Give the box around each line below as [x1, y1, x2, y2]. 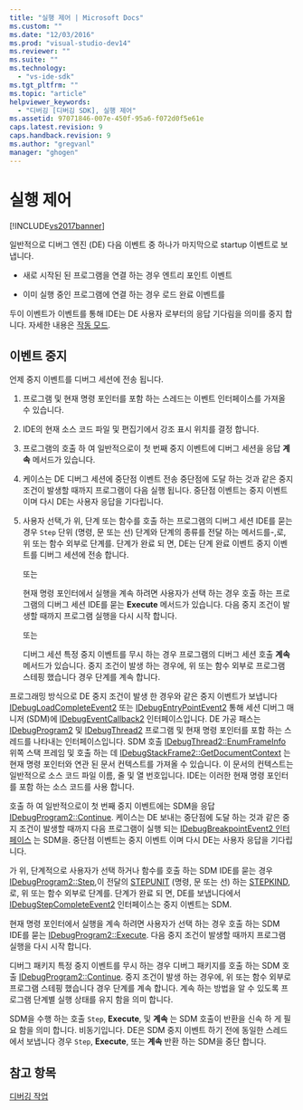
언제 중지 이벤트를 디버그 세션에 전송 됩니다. [9, 374, 165, 385]
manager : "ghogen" [9, 148, 79, 157]
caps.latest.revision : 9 [9, 123, 103, 132]
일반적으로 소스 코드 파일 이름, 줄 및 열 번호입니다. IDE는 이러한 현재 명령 [9, 770, 265, 781]
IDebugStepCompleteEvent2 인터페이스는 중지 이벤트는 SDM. [9, 899, 232, 910]
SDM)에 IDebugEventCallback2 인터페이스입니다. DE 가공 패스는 [28, 713, 261, 724]
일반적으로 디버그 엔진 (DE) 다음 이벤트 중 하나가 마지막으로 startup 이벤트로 [9, 239, 279, 250]
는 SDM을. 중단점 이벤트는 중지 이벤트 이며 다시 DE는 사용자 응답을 [33, 835, 270, 846]
